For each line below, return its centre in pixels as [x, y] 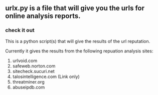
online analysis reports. [43, 16]
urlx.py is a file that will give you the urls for [75, 8]
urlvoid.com [25, 60]
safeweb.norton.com [34, 66]
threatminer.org [28, 81]
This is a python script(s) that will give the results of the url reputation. [78, 41]
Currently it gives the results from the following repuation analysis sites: [79, 51]
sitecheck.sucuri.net [34, 71]
